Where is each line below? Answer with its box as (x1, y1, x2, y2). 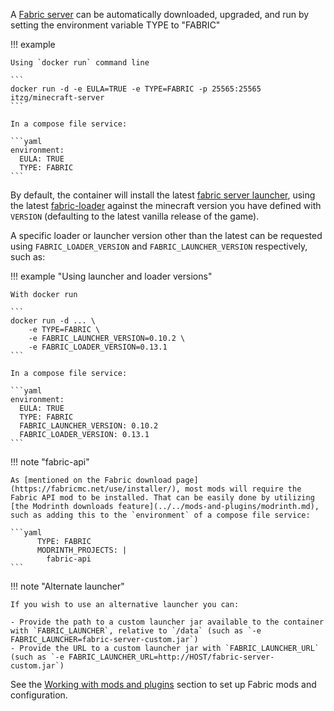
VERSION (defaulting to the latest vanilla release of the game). (10, 210, 260, 222)
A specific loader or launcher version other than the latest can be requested (10, 230, 323, 241)
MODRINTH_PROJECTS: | (36, 545, 128, 555)
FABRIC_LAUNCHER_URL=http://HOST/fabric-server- (68, 652, 275, 662)
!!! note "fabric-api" (10, 456, 90, 468)
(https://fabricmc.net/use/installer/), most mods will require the (10, 484, 302, 494)
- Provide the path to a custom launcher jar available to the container (10, 617, 325, 627)
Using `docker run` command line (10, 58, 150, 68)
